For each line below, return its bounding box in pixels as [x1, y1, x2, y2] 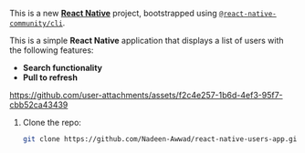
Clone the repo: [22, 117, 82, 127]
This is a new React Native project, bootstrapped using [9, 8, 217, 18]
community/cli [9, 19, 64, 28]
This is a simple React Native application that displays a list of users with [9, 36, 285, 46]
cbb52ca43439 [9, 99, 68, 110]
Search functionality [22, 63, 103, 73]
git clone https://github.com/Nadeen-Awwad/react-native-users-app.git [22, 135, 301, 144]
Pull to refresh [22, 72, 78, 83]
